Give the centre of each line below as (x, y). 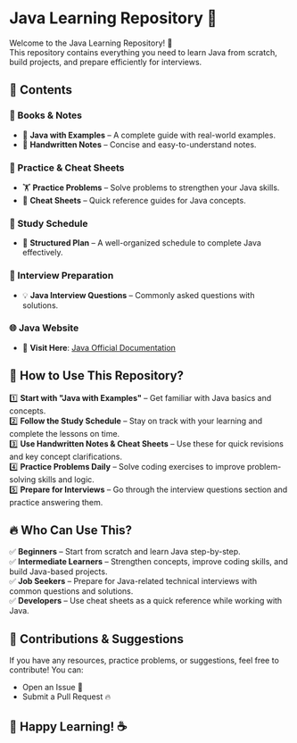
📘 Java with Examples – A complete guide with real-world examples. (149, 135)
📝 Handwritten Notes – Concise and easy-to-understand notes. (139, 144)
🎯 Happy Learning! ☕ (68, 726)
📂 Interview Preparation (62, 276)
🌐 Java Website (44, 328)
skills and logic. (66, 479)
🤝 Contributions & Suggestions (97, 639)
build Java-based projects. (58, 572)
